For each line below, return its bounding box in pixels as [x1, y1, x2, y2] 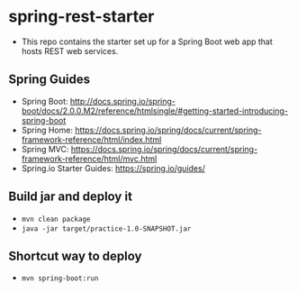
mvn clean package [21, 214, 91, 224]
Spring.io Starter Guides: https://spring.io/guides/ [21, 162, 206, 173]
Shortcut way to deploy [8, 248, 142, 263]
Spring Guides [8, 72, 91, 87]
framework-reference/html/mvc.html [21, 153, 158, 164]
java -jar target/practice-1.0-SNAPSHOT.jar [21, 224, 192, 233]
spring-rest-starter [8, 6, 155, 27]
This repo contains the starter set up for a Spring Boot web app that [21, 36, 274, 47]
